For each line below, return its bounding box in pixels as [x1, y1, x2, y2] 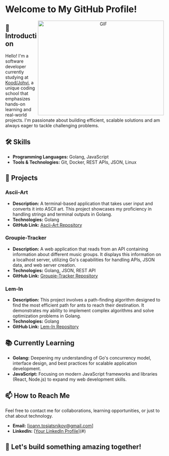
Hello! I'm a [5, 53, 29, 59]
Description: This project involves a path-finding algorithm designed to [12, 297, 160, 303]
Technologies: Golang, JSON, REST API [12, 267, 96, 273]
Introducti [5, 31, 37, 40]
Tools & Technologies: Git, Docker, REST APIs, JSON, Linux [12, 159, 137, 165]
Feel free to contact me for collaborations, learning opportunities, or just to [5, 408, 160, 414]
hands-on [5, 101, 26, 107]
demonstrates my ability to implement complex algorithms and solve [12, 308, 154, 314]
